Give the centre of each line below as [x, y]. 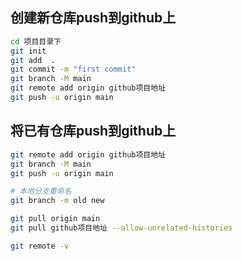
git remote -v [40, 246]
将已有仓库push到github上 [93, 131]
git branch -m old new [57, 201]
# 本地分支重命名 [41, 191]
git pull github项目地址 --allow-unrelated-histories [121, 228]
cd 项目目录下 [36, 41]
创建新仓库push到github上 [93, 18]
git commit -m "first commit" [73, 69]
